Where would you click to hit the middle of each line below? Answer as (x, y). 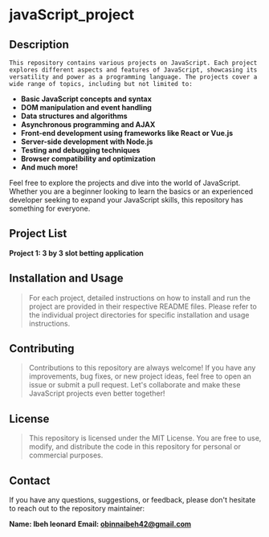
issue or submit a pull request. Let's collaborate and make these (134, 385)
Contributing (42, 348)
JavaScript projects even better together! (97, 394)
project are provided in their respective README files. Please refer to (143, 306)
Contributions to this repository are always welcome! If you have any (142, 368)
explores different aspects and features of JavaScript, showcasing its (133, 70)
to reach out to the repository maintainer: (77, 509)
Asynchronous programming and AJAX (88, 125)
